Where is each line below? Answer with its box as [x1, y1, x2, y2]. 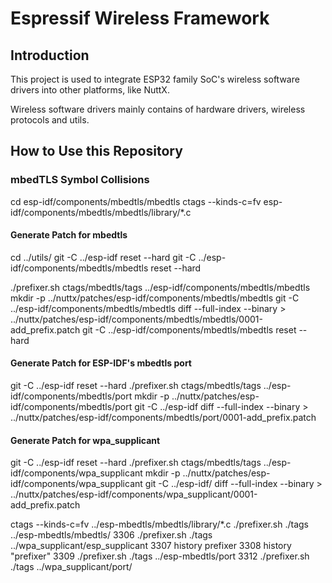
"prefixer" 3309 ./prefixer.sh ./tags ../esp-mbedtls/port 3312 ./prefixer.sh [10, 550, 310, 562]
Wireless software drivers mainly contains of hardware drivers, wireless [10, 103, 306, 115]
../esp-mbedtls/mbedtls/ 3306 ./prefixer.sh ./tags [10, 529, 213, 541]
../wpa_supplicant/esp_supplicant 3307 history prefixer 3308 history [10, 540, 292, 552]
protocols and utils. [10, 114, 90, 126]
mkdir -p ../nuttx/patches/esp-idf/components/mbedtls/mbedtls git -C [10, 292, 300, 304]
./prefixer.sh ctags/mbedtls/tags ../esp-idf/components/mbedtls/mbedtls [10, 281, 311, 293]
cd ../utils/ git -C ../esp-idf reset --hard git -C [10, 251, 197, 263]
